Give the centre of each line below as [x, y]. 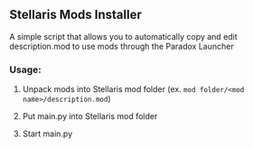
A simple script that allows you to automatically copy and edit [123, 36]
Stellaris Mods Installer [75, 15]
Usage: [26, 69]
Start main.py [47, 134]
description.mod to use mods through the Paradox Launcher [122, 46]
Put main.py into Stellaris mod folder [90, 116]
